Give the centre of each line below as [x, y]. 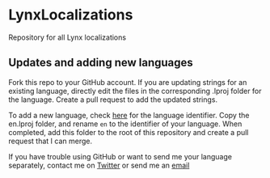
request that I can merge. [51, 141]
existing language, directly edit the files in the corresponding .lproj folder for [135, 91]
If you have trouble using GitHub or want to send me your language [120, 156]
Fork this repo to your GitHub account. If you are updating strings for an [128, 82]
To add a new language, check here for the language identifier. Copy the [129, 115]
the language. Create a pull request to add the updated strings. [113, 100]
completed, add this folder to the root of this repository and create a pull [129, 132]
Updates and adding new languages [101, 63]
